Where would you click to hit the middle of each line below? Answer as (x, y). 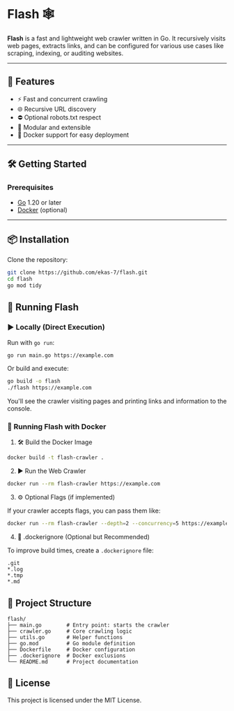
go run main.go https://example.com (60, 355)
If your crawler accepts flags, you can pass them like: (84, 511)
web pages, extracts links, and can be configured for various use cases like (116, 45)
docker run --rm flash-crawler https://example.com (84, 484)
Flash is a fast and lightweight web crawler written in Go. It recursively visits (117, 38)
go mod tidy (24, 286)
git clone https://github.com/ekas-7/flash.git (78, 273)
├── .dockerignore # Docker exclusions (67, 655)
